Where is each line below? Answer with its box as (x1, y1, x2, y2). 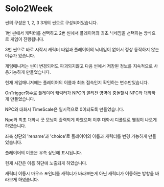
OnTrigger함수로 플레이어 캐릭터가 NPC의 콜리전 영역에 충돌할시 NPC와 (5, 90, 143, 96)
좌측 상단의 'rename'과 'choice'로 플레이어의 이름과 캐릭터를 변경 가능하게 (5, 133, 147, 139)
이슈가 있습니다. (5, 52, 36, 59)
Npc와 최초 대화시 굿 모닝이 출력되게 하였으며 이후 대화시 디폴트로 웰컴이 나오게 (5, 117, 157, 123)
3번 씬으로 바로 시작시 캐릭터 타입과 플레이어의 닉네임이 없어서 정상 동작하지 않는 (5, 46, 159, 52)
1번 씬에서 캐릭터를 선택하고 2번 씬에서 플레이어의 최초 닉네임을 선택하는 (5, 30, 143, 36)
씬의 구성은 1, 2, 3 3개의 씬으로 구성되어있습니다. (5, 20, 98, 25)
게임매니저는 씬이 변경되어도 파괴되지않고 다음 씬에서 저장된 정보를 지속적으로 (5, 63, 153, 69)
